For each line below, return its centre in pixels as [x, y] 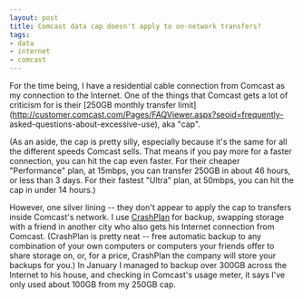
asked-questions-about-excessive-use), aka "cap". [105, 124]
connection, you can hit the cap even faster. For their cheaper [125, 161]
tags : [20, 34]
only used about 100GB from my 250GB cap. [93, 285]
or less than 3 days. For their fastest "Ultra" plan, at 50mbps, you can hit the [152, 180]
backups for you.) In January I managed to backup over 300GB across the [148, 265]
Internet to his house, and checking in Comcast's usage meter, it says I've [147, 275]
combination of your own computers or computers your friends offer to [142, 246]
